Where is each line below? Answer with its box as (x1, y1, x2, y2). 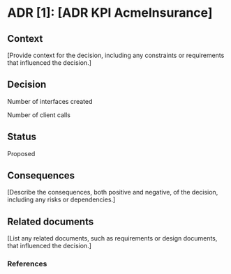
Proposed (7, 149, 36, 158)
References (7, 259, 47, 269)
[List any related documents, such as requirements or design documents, (7, 234, 218, 243)
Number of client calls (7, 110, 71, 119)
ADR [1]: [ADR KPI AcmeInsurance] (7, 5, 213, 21)
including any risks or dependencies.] (7, 195, 116, 204)
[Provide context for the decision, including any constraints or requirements (7, 51, 225, 59)
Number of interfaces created (7, 97, 93, 105)
